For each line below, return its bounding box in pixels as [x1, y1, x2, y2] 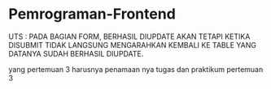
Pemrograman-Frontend [8, 5, 177, 23]
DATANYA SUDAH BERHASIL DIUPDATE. [8, 49, 144, 58]
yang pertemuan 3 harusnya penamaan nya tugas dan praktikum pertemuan [8, 64, 264, 74]
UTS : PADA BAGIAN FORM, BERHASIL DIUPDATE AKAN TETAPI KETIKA [8, 32, 251, 41]
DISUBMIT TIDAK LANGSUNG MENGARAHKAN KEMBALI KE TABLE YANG [8, 40, 256, 49]
